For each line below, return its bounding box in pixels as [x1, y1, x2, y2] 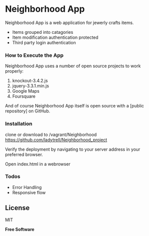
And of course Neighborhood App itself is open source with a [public [5, 103, 145, 109]
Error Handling [12, 184, 42, 190]
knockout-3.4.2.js [12, 78, 48, 84]
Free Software [5, 226, 35, 232]
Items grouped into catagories [12, 29, 74, 35]
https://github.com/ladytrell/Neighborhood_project [5, 136, 107, 143]
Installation [5, 120, 33, 127]
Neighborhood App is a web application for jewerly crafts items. [5, 20, 134, 26]
